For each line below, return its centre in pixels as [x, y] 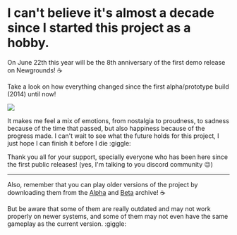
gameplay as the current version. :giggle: [67, 224]
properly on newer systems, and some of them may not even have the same [118, 216]
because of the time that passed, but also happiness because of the [106, 128]
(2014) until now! [32, 94]
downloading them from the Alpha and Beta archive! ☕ [86, 192]
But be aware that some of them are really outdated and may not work [109, 208]
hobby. [28, 43]
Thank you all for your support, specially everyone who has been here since [117, 157]
